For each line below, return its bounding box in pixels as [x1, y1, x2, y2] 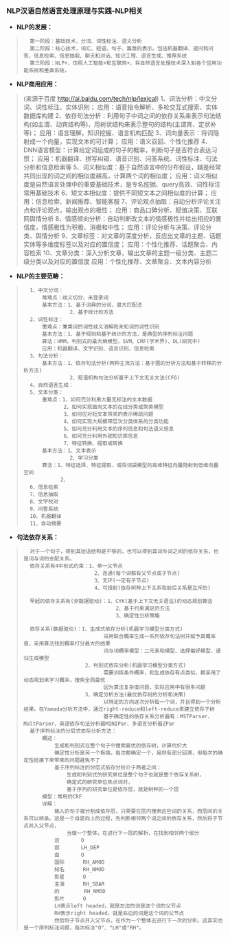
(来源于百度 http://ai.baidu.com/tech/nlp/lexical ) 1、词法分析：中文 [23, 95, 211, 103]
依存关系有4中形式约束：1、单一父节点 [30, 562, 123, 570]
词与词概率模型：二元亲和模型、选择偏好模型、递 [103, 648, 221, 654]
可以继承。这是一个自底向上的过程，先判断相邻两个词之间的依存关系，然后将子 [28, 815, 218, 822]
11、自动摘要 [30, 520, 62, 527]
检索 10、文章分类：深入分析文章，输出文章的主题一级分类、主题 [29, 249, 212, 257]
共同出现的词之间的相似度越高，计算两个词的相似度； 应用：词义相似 [23, 171, 218, 180]
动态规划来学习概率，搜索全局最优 [23, 677, 106, 684]
